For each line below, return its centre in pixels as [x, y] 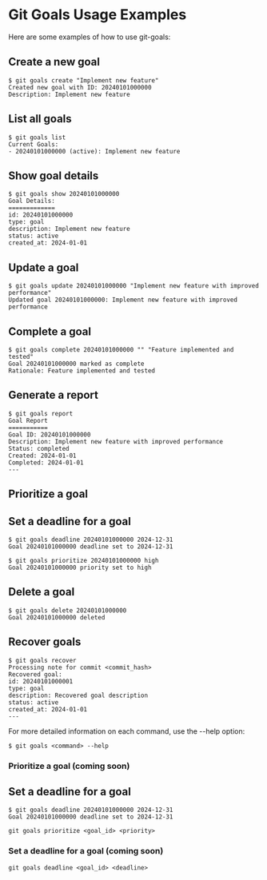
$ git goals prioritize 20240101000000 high [84, 561]
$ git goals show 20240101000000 [64, 194]
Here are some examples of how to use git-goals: [90, 37]
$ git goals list [37, 137]
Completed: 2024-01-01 [46, 462]
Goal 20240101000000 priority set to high [80, 568]
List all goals [40, 119]
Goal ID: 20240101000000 [50, 434]
